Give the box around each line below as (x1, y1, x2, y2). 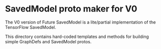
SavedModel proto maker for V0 (5, 3, 138, 14)
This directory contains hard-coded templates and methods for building (5, 34, 149, 39)
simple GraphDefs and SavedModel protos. (5, 38, 92, 44)
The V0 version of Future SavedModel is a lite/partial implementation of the (5, 19, 156, 25)
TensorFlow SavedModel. (5, 24, 57, 30)
